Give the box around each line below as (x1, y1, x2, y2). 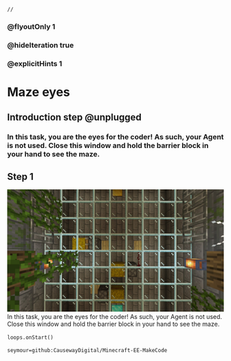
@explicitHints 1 (7, 59, 63, 68)
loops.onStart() (7, 333, 54, 341)
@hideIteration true (7, 40, 74, 50)
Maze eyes (7, 84, 71, 100)
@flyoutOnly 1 (7, 21, 56, 31)
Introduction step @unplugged (7, 112, 142, 123)
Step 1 (7, 171, 34, 183)
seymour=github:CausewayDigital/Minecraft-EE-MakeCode (7, 347, 168, 353)
